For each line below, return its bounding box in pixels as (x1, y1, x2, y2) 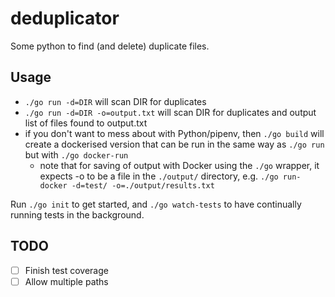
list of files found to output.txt (24, 117, 148, 129)
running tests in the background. (10, 208, 145, 221)
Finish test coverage (24, 264, 109, 276)
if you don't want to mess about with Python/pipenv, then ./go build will (24, 127, 325, 139)
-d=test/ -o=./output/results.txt (71, 180, 215, 191)
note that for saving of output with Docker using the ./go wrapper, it (39, 159, 320, 171)
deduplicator (10, 7, 120, 30)
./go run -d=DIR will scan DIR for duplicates (24, 95, 207, 107)
